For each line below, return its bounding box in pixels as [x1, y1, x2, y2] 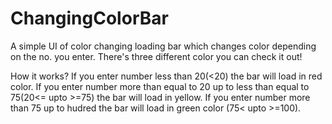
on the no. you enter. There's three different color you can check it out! [10, 50, 303, 62]
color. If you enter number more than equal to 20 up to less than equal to [10, 80, 310, 92]
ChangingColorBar [10, 7, 169, 30]
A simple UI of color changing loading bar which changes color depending [10, 40, 317, 52]
